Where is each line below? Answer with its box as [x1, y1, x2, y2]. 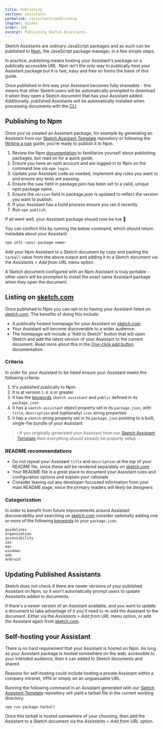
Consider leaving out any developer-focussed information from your [12, 479, 149, 485]
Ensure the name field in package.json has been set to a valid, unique [12, 181, 149, 187]
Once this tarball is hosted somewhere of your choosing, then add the [5, 713, 145, 719]
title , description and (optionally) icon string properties [12, 410, 127, 416]
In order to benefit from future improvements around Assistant [5, 507, 130, 513]
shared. [5, 661, 20, 667]
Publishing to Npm [5, 117, 62, 125]
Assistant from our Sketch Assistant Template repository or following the [5, 135, 151, 141]
